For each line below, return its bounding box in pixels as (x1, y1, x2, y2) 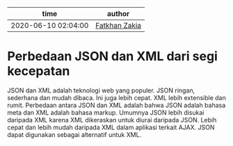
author (106, 9, 130, 18)
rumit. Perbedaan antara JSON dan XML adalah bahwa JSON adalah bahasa (7, 101, 226, 109)
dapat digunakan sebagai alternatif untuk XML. (7, 130, 142, 138)
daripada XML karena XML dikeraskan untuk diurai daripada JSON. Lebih (7, 115, 217, 124)
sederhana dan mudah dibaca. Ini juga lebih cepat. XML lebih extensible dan (7, 93, 226, 102)
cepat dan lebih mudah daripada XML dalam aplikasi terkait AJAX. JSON (7, 123, 215, 131)
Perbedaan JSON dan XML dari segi (7, 49, 218, 65)
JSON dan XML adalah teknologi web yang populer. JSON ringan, (7, 86, 195, 95)
